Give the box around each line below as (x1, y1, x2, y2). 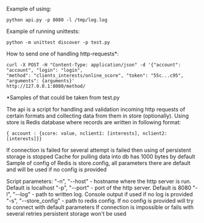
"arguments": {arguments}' (6, 78, 75, 84)
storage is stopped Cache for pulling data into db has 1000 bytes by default (6, 153, 195, 160)
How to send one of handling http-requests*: (6, 50, 119, 57)
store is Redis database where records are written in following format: (6, 119, 181, 126)
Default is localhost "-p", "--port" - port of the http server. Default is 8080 (6, 184, 192, 191)
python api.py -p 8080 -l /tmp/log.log (6, 17, 108, 23)
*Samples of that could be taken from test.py (6, 94, 120, 101)
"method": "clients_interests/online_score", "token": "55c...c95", (6, 73, 184, 79)
